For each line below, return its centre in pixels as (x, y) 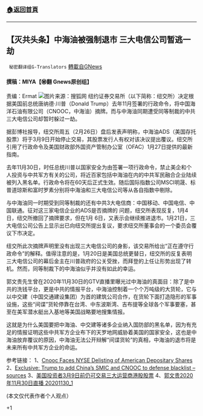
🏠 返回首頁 (22, 9)
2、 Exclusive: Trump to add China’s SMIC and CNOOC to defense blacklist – (101, 368)
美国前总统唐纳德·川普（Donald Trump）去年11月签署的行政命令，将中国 (101, 104)
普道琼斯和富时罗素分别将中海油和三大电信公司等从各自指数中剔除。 (91, 190)
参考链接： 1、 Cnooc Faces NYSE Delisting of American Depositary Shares (99, 360)
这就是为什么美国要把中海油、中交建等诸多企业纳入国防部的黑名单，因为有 (99, 325)
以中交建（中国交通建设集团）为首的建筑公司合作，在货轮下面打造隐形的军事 (101, 297)
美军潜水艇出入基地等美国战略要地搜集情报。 (72, 312)
